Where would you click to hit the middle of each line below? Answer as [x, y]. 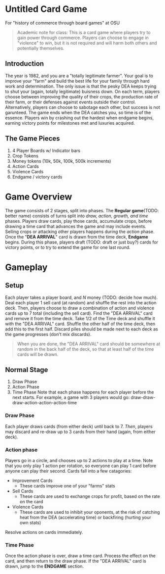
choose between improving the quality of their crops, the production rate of [82, 96]
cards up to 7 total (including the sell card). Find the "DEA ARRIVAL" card [79, 313]
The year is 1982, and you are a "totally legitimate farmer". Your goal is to [79, 76]
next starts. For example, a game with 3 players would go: [71, 397]
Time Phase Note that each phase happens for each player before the [83, 392]
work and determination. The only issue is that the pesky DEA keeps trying [81, 86]
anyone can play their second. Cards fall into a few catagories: [68, 471]
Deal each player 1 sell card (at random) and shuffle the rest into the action [81, 302]
